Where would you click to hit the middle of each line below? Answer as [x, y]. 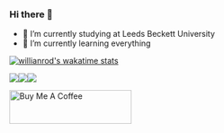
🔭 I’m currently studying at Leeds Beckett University [119, 34]
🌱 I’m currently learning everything [86, 43]
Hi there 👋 [31, 14]
